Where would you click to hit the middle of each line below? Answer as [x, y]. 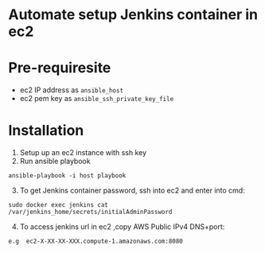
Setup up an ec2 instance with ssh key [83, 153]
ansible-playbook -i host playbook [67, 176]
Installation [46, 131]
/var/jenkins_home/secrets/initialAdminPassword [90, 212]
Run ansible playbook [55, 162]
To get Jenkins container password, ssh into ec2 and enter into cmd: [132, 191]
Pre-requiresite [60, 68]
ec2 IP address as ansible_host [72, 90]
